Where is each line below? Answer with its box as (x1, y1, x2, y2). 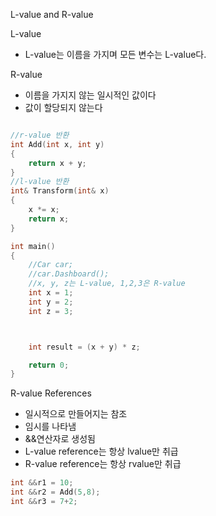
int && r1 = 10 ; (10, 478, 74, 488)
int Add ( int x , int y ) (10, 139, 105, 149)
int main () (10, 241, 56, 251)
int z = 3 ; (28, 306, 74, 316)
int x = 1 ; (28, 288, 74, 298)
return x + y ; (28, 158, 87, 168)
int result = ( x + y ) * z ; (28, 342, 141, 352)
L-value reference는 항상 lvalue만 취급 (24, 445, 179, 458)
